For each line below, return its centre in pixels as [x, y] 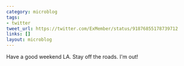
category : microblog [32, 12]
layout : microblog [29, 40]
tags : [13, 17]
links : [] [19, 34]
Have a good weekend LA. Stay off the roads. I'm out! [72, 57]
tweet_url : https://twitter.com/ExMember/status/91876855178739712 [92, 28]
